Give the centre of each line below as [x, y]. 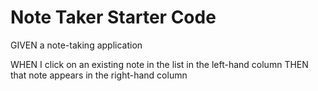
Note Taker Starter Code [113, 17]
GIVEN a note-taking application [76, 45]
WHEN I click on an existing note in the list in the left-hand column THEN [159, 64]
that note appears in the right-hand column [99, 75]
